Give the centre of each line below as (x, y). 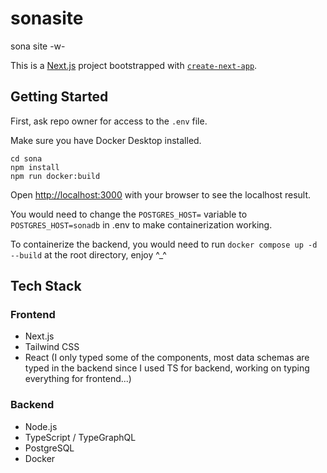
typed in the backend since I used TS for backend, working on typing (167, 368)
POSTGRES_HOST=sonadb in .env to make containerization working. (141, 224)
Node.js (41, 426)
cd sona (26, 158)
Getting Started (59, 97)
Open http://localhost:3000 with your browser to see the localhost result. (161, 194)
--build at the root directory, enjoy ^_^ (88, 254)
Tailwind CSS (52, 347)
